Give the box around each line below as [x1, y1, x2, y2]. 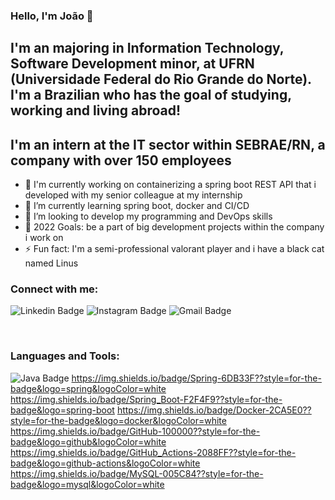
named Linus [24, 257, 79, 269]
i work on [24, 232, 64, 244]
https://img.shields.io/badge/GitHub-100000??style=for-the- [10, 425, 261, 437]
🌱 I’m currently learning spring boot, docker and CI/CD [24, 200, 250, 212]
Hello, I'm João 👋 [10, 9, 94, 23]
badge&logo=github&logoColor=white [10, 435, 167, 448]
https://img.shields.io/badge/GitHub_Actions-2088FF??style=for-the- [10, 446, 297, 458]
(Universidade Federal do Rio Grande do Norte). [10, 71, 312, 88]
